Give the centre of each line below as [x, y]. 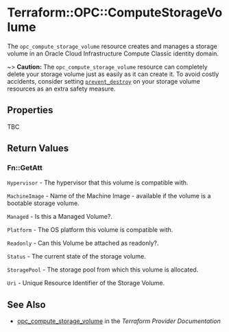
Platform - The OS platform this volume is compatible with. [90, 230]
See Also [26, 304]
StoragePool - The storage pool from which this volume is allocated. [103, 270]
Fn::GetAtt [25, 168]
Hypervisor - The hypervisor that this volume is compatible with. [98, 182]
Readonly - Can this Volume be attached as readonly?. [83, 243]
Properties [30, 110]
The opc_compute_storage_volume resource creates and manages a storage [112, 46]
